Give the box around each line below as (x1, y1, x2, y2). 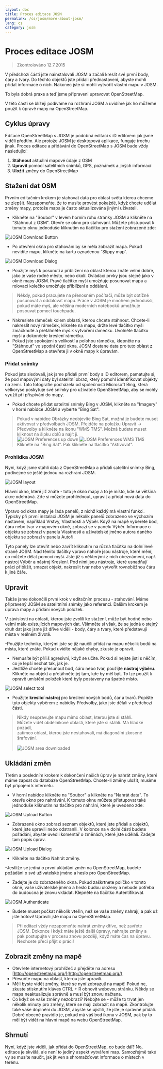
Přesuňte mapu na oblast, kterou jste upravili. (12, 975, 103, 981)
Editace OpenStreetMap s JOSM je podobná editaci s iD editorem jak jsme (5, 132, 154, 138)
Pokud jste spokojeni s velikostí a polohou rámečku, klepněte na (12, 338, 140, 343)
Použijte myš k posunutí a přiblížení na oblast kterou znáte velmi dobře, (12, 267, 155, 273)
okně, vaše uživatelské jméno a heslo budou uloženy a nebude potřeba (12, 884, 154, 890)
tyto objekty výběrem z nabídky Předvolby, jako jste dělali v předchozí (12, 700, 152, 706)
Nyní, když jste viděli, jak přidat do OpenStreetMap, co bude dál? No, (5, 1044, 143, 1050)
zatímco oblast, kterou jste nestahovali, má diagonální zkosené (16, 730, 142, 736)
